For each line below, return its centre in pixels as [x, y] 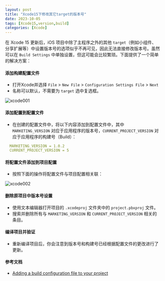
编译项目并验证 [20, 232]
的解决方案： [18, 61]
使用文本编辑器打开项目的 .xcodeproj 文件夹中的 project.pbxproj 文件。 [85, 207]
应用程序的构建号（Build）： [49, 137]
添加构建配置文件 [22, 73]
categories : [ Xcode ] [26, 28]
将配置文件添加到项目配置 [31, 162]
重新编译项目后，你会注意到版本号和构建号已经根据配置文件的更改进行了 [85, 244]
